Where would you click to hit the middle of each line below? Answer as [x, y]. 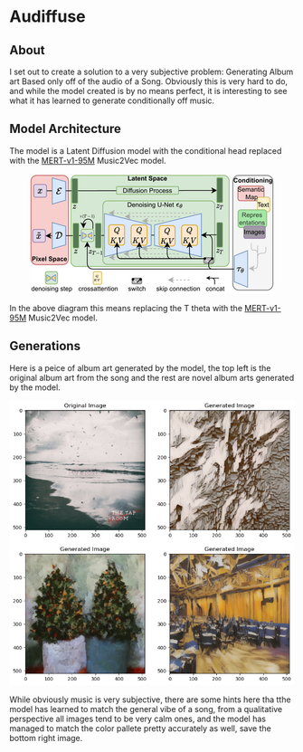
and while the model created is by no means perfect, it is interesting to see [148, 91]
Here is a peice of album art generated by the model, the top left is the [140, 367]
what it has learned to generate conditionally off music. [112, 100]
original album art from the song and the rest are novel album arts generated [152, 377]
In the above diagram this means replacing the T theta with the [126, 308]
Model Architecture [66, 129]
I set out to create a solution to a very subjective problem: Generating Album [151, 71]
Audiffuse [47, 17]
